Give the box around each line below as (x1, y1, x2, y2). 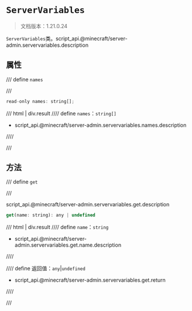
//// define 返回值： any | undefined (6, 265, 86, 272)
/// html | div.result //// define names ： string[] (6, 110, 117, 117)
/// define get (6, 178, 38, 185)
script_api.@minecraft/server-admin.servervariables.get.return (14, 277, 166, 284)
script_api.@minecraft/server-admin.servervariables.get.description (6, 201, 170, 208)
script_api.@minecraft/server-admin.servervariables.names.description (14, 122, 187, 129)
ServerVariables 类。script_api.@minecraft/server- (6, 34, 128, 42)
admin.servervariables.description (6, 42, 89, 49)
